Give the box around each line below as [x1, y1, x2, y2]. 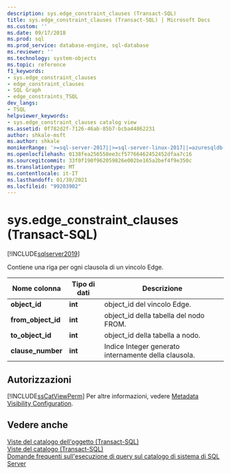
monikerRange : [7, 144, 48, 151]
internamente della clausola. [104, 350, 195, 360]
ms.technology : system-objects [7, 55, 97, 62]
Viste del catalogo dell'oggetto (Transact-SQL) [7, 438, 140, 446]
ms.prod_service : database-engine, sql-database [7, 42, 149, 49]
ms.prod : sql [7, 36, 45, 43]
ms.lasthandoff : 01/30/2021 [7, 176, 88, 183]
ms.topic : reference [7, 61, 67, 68]
